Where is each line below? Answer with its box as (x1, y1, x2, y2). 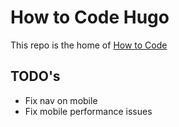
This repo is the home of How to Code (10, 39, 168, 51)
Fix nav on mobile (24, 94, 98, 106)
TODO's (10, 68, 61, 85)
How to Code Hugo (10, 6, 170, 29)
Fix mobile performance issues (24, 105, 153, 117)
